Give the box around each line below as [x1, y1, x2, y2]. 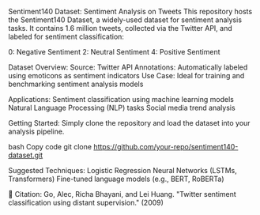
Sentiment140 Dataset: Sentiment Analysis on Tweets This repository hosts [8, 7, 253, 16]
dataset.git [8, 150, 43, 160]
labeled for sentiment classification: [8, 32, 125, 41]
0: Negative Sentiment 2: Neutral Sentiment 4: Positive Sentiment [8, 47, 220, 56]
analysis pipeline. [8, 126, 65, 136]
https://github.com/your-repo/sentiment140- [93, 142, 239, 151]
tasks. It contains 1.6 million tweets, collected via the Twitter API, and [8, 24, 233, 32]
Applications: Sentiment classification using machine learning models [8, 95, 235, 104]
